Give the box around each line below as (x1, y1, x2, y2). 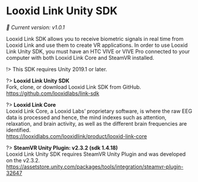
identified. (6, 126, 31, 133)
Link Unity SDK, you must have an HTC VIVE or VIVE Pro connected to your (6, 47, 190, 55)
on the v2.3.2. (6, 157, 40, 164)
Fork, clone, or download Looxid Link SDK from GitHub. (6, 83, 141, 90)
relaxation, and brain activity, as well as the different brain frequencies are (6, 120, 187, 127)
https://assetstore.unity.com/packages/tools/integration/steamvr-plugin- (6, 163, 184, 170)
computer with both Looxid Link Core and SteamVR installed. (6, 54, 155, 61)
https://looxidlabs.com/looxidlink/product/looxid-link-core (6, 132, 147, 140)
